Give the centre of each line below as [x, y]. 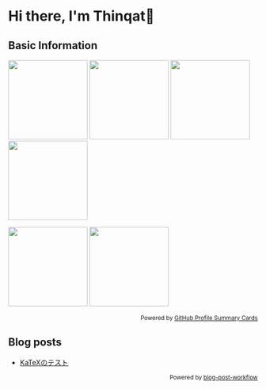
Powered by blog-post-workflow [214, 377]
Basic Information [53, 46]
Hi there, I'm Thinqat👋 [82, 16]
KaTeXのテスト [44, 362]
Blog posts [35, 343]
